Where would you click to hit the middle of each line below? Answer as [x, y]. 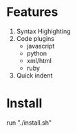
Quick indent [34, 75]
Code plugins [35, 38]
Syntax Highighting [43, 31]
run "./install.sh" [29, 123]
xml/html [39, 60]
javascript [41, 46]
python [37, 53]
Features [32, 12]
